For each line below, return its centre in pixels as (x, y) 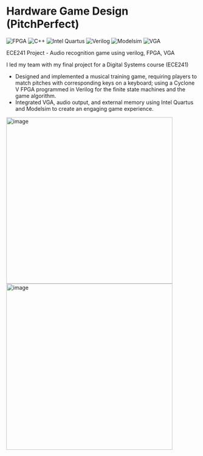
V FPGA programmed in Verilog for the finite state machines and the (100, 89)
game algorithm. (36, 96)
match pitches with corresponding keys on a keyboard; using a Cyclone (105, 83)
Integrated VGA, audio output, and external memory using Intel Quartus (104, 102)
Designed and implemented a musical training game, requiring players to (106, 76)
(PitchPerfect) (43, 24)
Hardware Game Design (67, 11)
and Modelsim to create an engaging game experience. (84, 108)
